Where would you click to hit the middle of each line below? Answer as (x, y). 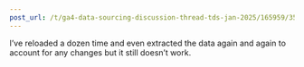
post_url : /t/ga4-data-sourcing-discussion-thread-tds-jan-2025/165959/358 (155, 17)
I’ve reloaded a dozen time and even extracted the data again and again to (148, 43)
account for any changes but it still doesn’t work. (100, 52)
